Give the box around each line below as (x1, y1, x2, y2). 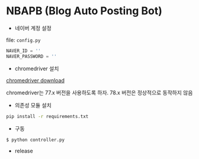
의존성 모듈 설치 (14, 101, 52, 109)
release (14, 147, 34, 155)
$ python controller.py (6, 136, 65, 143)
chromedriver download (6, 77, 65, 84)
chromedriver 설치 (14, 65, 59, 72)
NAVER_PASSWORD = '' (6, 53, 57, 59)
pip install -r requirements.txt (6, 113, 89, 119)
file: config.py (6, 36, 41, 43)
